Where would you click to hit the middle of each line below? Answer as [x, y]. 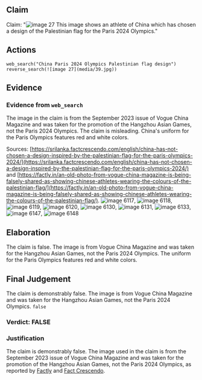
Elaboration [28, 232]
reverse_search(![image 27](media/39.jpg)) [62, 69]
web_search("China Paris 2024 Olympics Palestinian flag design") [91, 64]
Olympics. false [26, 306]
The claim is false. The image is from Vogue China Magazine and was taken [100, 247]
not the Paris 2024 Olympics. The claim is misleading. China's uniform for [98, 131]
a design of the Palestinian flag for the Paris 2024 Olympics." [82, 31]
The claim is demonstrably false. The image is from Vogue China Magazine [99, 293]
